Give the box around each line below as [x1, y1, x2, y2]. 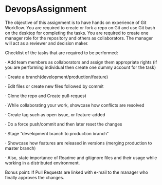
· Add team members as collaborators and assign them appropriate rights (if [5, 59, 157, 65]
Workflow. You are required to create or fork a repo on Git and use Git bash [5, 24, 156, 30]
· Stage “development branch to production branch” [5, 130, 109, 136]
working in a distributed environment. [5, 160, 80, 165]
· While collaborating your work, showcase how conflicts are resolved [5, 102, 144, 108]
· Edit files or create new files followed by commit [5, 83, 104, 89]
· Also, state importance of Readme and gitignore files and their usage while [5, 155, 157, 161]
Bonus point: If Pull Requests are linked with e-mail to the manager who [5, 169, 148, 175]
